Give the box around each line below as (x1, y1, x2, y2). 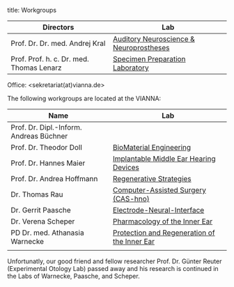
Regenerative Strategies (112, 174, 192, 183)
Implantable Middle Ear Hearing (112, 154, 216, 163)
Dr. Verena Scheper (10, 217, 75, 226)
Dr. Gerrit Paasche (10, 205, 71, 215)
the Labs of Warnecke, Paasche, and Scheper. (7, 272, 141, 280)
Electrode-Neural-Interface (112, 205, 205, 215)
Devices (112, 163, 139, 172)
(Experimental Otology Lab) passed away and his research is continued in (7, 265, 219, 272)
